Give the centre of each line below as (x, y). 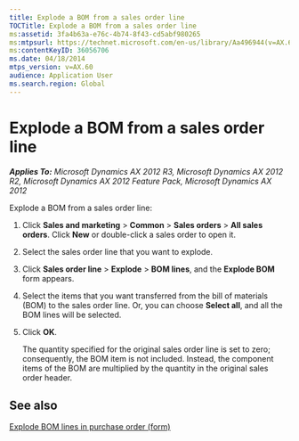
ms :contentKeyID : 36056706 (59, 51)
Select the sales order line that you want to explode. (117, 251)
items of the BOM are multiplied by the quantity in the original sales (145, 368)
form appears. (48, 278)
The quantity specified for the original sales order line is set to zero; (146, 349)
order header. (47, 377)
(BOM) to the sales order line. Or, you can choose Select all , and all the (152, 305)
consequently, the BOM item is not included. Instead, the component (148, 358)
